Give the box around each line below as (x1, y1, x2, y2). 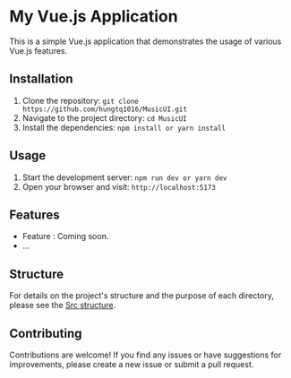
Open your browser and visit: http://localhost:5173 (21, 181, 217, 192)
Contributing (9, 325, 82, 341)
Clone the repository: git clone (21, 95, 139, 106)
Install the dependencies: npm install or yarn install (21, 122, 227, 133)
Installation (9, 72, 73, 87)
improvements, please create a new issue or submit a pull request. (9, 359, 254, 369)
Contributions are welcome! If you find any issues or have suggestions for (9, 349, 282, 360)
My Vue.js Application (9, 6, 178, 27)
